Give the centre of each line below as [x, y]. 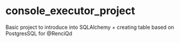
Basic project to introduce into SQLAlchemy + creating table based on [90, 27]
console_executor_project [70, 11]
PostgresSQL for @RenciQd [39, 33]
